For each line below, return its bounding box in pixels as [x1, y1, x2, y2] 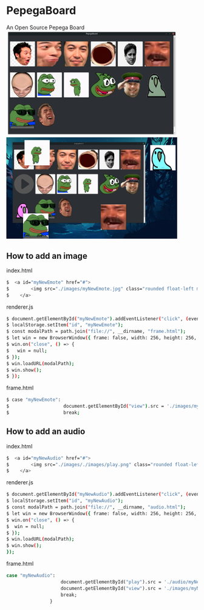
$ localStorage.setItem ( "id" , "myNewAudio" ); [6, 498, 123, 504]
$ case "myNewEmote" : [6, 397, 61, 403]
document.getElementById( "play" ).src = [60, 578, 162, 585]
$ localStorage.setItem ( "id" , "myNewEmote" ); [6, 322, 123, 328]
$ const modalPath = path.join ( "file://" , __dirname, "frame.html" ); [6, 329, 186, 335]
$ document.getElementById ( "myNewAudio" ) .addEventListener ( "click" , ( [6, 492, 189, 498]
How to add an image [6, 250, 88, 261]
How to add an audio [6, 427, 86, 437]
